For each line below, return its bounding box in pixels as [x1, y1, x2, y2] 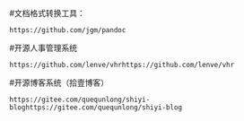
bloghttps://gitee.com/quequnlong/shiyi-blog [9, 103, 182, 112]
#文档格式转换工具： [9, 8, 85, 18]
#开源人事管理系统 [9, 43, 78, 53]
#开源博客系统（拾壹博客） [9, 77, 109, 88]
